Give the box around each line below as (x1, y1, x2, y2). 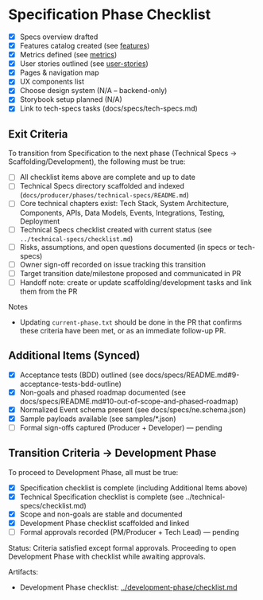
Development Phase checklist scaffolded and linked (19, 518, 190, 528)
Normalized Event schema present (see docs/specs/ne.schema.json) (19, 404, 246, 415)
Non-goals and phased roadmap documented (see (19, 388, 187, 397)
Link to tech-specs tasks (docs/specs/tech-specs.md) (19, 103, 199, 113)
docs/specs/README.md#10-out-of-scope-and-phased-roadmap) (19, 396, 238, 406)
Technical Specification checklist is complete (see (19, 492, 184, 501)
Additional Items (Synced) (8, 349, 141, 363)
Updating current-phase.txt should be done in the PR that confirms (19, 317, 242, 327)
